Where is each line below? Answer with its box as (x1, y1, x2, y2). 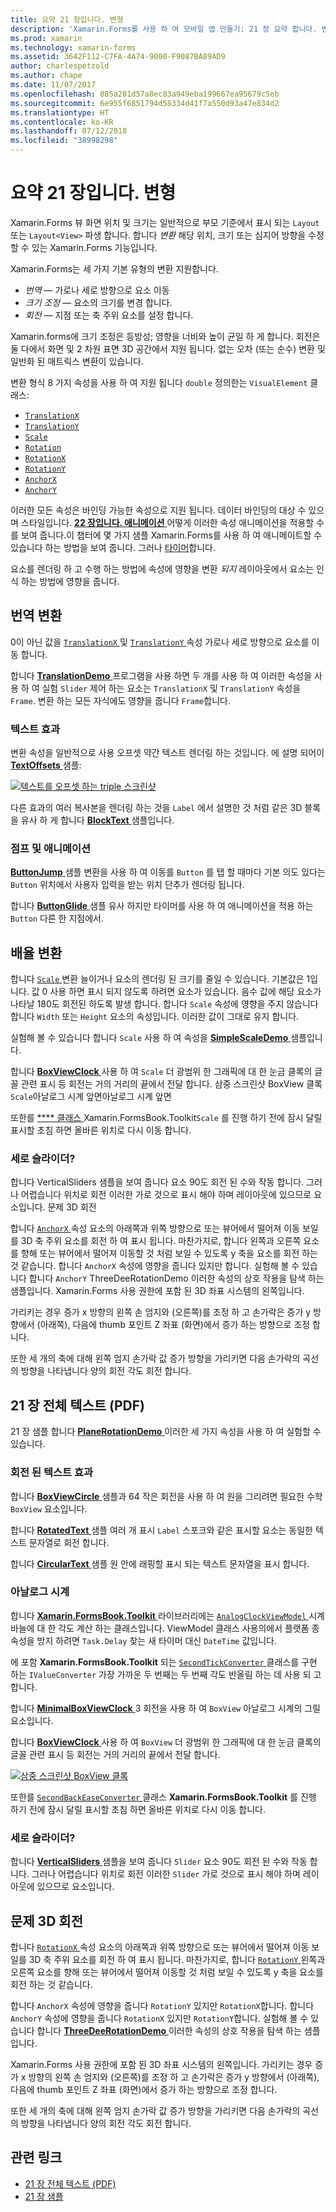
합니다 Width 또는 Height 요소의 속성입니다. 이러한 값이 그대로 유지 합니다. (10, 1011, 300, 1023)
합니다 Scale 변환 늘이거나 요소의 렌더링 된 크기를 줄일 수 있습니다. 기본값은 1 (10, 973, 311, 985)
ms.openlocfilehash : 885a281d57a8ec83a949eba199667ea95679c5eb (10, 89, 280, 99)
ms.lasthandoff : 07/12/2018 (10, 126, 128, 136)
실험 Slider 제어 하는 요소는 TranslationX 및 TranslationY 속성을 (41, 682, 302, 694)
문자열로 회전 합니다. (28, 1536, 110, 1548)
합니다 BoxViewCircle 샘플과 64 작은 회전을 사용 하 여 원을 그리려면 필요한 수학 (10, 1490, 323, 1502)
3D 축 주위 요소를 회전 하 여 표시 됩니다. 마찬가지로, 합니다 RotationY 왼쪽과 (28, 1953, 326, 1965)
